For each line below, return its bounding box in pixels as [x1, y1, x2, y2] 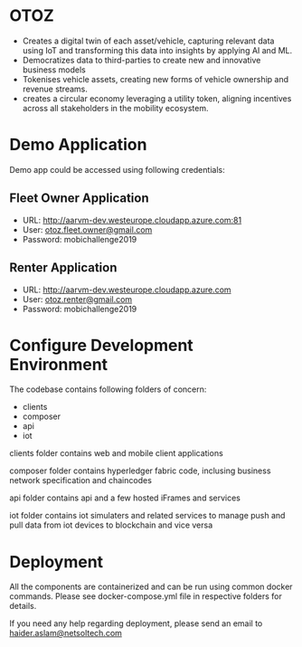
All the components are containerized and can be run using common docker [9, 581, 293, 593]
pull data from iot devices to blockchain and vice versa [9, 519, 213, 530]
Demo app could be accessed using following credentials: [9, 164, 225, 175]
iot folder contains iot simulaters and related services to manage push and [9, 510, 286, 521]
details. [9, 601, 37, 612]
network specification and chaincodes [9, 475, 152, 486]
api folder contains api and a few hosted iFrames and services [9, 492, 241, 503]
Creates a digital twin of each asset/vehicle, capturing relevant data [22, 35, 275, 46]
